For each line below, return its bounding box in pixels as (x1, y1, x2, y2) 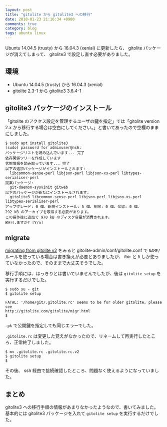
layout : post (5, 7, 32, 13)
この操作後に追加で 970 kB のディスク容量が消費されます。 (5, 215, 112, 220)
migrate (5, 234, 30, 242)
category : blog (5, 26, 37, 31)
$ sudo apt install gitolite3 (5, 141, 68, 146)
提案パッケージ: (5, 180, 34, 185)
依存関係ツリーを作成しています (5, 156, 61, 161)
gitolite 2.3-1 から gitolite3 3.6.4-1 (12, 88, 81, 94)
